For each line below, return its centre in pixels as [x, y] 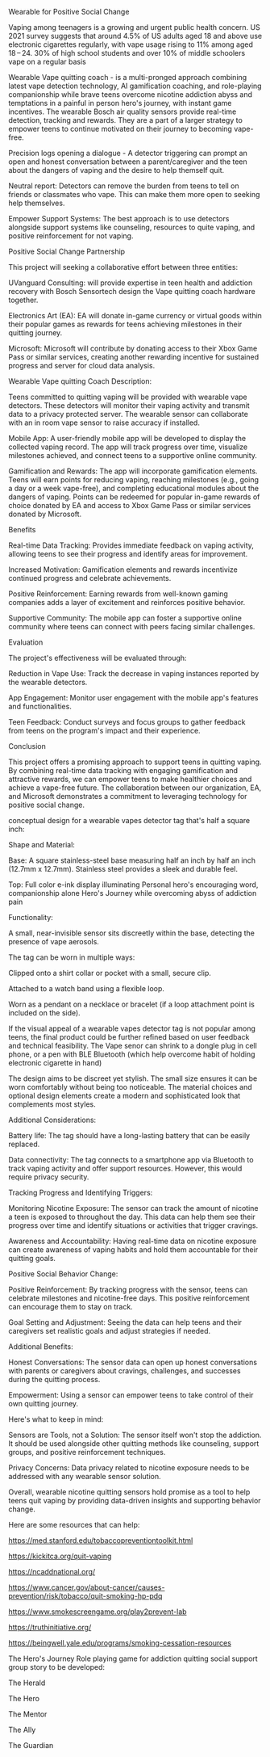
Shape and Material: [42, 845]
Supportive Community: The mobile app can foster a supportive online [125, 618]
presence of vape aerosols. [54, 942]
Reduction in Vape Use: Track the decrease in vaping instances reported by [134, 673]
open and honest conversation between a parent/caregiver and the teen [128, 162]
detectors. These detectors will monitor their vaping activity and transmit [129, 406]
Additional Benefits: [41, 1347]
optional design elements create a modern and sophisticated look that [125, 1095]
